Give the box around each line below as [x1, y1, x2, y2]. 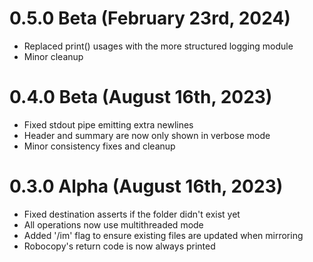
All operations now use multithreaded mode [23, 218, 204, 231]
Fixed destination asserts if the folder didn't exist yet [23, 208, 241, 220]
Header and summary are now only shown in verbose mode [23, 129, 271, 141]
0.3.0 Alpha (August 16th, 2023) [9, 175, 284, 198]
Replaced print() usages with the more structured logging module [23, 40, 294, 52]
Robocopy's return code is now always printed [23, 240, 216, 252]
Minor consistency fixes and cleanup [23, 140, 176, 152]
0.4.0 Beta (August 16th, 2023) [9, 86, 273, 109]
